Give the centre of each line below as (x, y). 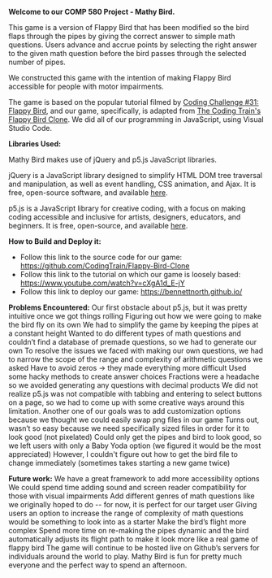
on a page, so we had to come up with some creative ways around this (127, 402)
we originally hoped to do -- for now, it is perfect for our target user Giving (133, 504)
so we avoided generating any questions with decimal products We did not (133, 385)
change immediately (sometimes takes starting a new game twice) (119, 463)
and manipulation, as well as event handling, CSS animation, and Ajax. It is (132, 184)
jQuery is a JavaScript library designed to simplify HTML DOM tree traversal (135, 175)
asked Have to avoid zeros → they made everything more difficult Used (127, 368)
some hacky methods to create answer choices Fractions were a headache (134, 376)
